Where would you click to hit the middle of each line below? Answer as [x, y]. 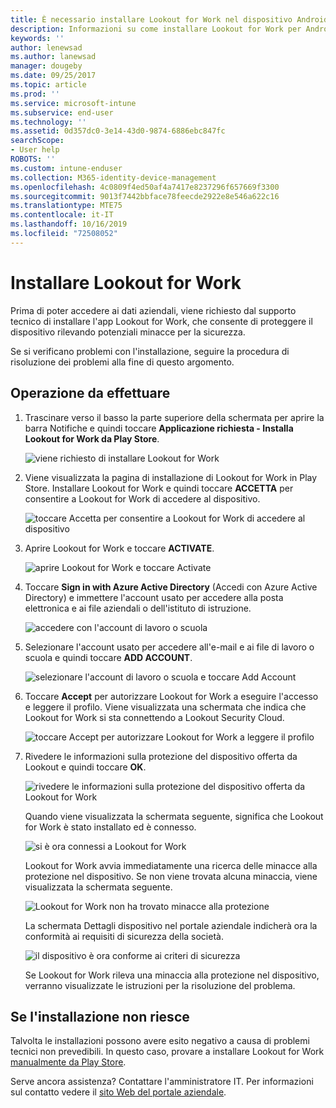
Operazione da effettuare [90, 393]
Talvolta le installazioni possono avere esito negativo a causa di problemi [160, 1041]
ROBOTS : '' [33, 159]
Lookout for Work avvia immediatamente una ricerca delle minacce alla [171, 865]
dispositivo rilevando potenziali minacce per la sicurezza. [128, 332]
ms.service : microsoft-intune [73, 103]
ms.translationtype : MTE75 [66, 206]
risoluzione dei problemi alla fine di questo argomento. [122, 362]
